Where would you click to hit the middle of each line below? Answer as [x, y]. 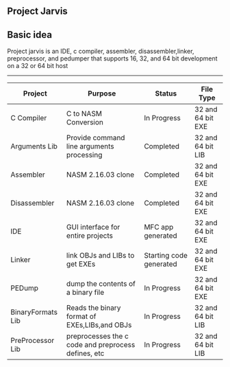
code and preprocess [101, 345]
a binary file [85, 293]
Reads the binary [93, 308]
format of [81, 317]
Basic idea [30, 35]
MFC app [158, 227]
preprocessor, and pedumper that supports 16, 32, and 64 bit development [112, 58]
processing [84, 155]
